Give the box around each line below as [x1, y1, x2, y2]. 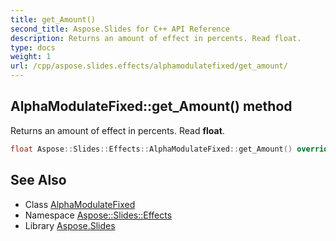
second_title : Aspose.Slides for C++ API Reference [10, 24, 230, 34]
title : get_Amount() [10, 14, 97, 25]
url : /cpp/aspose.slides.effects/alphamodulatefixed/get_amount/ [10, 61, 288, 71]
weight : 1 [10, 52, 52, 62]
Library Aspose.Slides [24, 219, 116, 231]
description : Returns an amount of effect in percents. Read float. [10, 33, 302, 43]
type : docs [10, 42, 56, 53]
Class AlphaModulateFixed [24, 198, 136, 210]
